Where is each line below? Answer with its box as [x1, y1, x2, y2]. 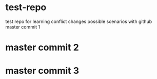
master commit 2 [5, 42, 80, 54]
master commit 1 [5, 23, 40, 30]
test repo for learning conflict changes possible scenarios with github [5, 18, 152, 24]
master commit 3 [5, 65, 80, 76]
